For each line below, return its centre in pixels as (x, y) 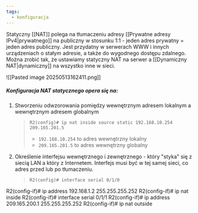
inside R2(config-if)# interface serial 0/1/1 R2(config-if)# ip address (88, 198)
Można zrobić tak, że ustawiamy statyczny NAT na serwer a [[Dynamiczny (97, 59)
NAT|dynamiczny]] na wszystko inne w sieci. (61, 65)
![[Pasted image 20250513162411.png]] (53, 77)
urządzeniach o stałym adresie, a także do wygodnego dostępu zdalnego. (96, 53)
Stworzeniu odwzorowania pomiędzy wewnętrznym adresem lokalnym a (103, 106)
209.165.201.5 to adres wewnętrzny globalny (93, 145)
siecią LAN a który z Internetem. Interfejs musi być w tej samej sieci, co (101, 163)
